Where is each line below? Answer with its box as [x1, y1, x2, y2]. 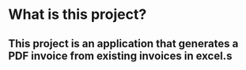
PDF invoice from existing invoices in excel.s [8, 49, 233, 62]
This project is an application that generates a [8, 37, 239, 50]
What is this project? [8, 6, 147, 24]
